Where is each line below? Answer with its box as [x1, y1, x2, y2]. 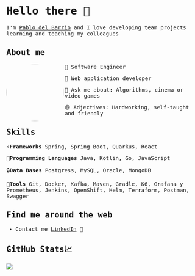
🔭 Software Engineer [65, 63, 126, 70]
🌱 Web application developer [65, 74, 152, 82]
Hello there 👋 [6, 4, 90, 18]
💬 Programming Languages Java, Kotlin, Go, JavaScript [6, 154, 171, 161]
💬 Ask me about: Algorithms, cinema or [65, 86, 184, 93]
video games [65, 92, 101, 99]
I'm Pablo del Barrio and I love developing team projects [6, 24, 187, 31]
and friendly [65, 110, 104, 117]
